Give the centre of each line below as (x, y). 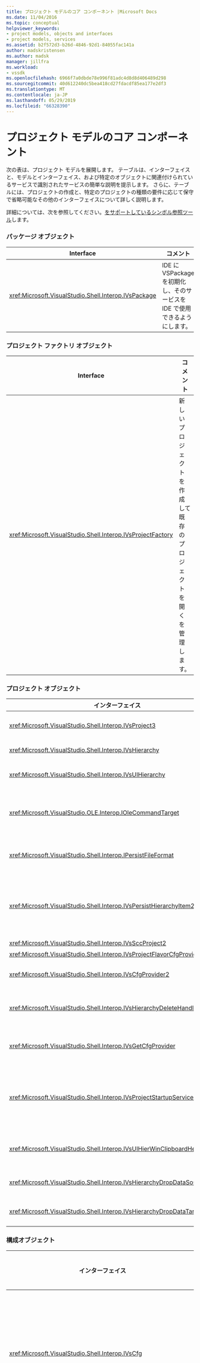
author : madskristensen (36, 51)
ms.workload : (22, 67)
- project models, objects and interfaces (60, 34)
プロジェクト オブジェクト (44, 688)
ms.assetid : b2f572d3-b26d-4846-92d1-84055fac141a (70, 45)
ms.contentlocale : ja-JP (37, 95)
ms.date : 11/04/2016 (32, 17)
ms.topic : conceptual (33, 23)
